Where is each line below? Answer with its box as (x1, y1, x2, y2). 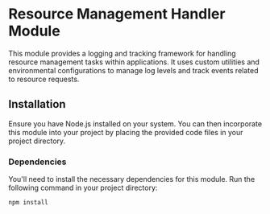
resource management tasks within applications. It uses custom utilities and (8, 57, 260, 67)
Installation (8, 97, 66, 111)
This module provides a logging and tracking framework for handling (8, 48, 236, 58)
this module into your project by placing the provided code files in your (8, 127, 243, 137)
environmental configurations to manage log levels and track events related (8, 65, 259, 75)
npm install (8, 199, 48, 207)
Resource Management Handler (8, 5, 226, 23)
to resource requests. (8, 74, 80, 84)
